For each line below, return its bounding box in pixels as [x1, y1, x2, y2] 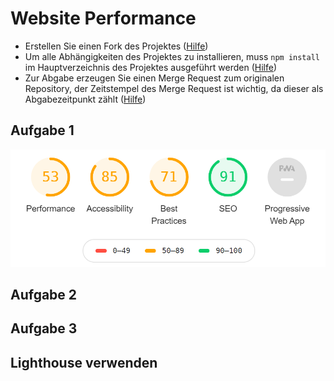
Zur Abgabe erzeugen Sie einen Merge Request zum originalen [24, 72, 285, 84]
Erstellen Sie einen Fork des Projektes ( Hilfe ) [24, 40, 209, 52]
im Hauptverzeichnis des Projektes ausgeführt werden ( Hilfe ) [24, 61, 278, 73]
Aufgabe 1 [10, 122, 75, 139]
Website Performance [10, 7, 197, 30]
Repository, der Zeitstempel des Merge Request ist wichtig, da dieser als [24, 82, 324, 94]
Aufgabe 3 [10, 320, 78, 337]
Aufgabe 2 [10, 287, 78, 304]
